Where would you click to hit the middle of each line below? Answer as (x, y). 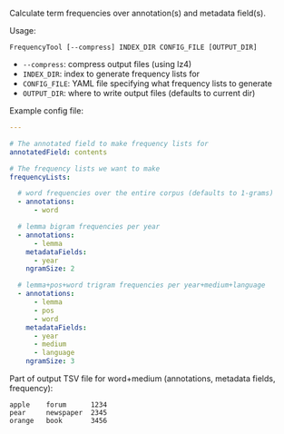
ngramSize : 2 (50, 269)
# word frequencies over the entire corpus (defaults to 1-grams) (146, 193)
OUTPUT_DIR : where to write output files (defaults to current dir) (139, 93)
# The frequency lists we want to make (85, 168)
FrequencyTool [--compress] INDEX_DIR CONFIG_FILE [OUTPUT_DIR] (133, 47)
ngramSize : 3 (50, 361)
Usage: (23, 30)
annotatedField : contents (58, 152)
